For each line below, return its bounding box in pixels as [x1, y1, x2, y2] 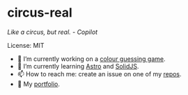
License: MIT [7, 41, 45, 49]
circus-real [7, 5, 72, 21]
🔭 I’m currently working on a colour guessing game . [17, 54, 166, 63]
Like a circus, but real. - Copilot [7, 28, 98, 36]
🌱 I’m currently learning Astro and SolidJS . [17, 62, 139, 70]
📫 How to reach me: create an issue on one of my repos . [17, 69, 182, 78]
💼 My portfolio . [17, 80, 61, 88]
